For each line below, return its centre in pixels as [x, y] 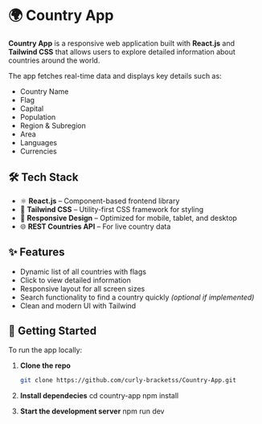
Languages [39, 142]
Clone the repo [45, 365]
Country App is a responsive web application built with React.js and [122, 43]
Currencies [39, 151]
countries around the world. [54, 60]
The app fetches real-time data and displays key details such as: [115, 75]
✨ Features [37, 253]
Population [38, 116]
